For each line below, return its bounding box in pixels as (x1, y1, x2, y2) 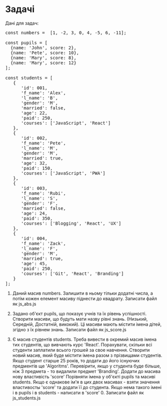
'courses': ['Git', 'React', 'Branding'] (20, 270, 124, 277)
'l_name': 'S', (20, 195, 58, 201)
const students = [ (5, 75, 53, 81)
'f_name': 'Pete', (20, 140, 66, 146)
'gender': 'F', (20, 200, 58, 206)
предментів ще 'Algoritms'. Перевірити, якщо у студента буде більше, (12, 363, 161, 369)
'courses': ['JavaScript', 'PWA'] (20, 170, 106, 176)
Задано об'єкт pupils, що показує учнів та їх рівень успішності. (12, 310, 146, 317)
